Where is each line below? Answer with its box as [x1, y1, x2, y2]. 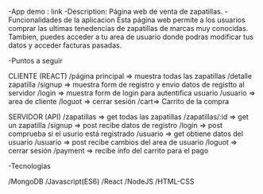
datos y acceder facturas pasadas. [8, 41, 122, 50]
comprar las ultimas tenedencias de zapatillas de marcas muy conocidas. [8, 24, 249, 33]
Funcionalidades [8, 15, 62, 25]
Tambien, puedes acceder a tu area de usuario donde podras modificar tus [8, 32, 254, 41]
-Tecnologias [8, 161, 52, 170]
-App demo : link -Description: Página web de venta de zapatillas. [8, 7, 223, 16]
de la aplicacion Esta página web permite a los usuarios [63, 15, 246, 25]
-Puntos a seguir [8, 56, 63, 65]
